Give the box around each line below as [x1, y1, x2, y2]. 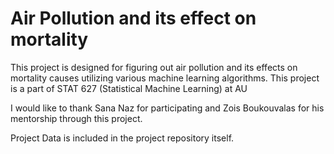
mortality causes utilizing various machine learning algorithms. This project [10, 72, 320, 84]
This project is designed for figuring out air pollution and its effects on [10, 61, 298, 73]
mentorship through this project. [10, 112, 143, 124]
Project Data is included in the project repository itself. [10, 132, 235, 144]
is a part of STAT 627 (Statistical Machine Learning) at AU [10, 82, 248, 94]
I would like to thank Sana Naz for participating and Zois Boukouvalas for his [10, 102, 325, 114]
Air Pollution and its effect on [10, 7, 257, 30]
